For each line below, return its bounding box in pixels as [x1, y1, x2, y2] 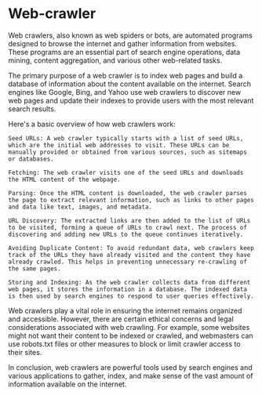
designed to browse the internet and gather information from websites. [8, 38, 238, 48]
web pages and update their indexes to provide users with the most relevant [8, 96, 254, 105]
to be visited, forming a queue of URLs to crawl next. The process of [8, 223, 247, 231]
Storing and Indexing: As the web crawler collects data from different [8, 278, 251, 286]
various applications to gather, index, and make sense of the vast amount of [8, 371, 253, 380]
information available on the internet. [8, 379, 127, 389]
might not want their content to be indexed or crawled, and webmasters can [8, 331, 253, 340]
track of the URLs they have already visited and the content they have [8, 251, 251, 259]
